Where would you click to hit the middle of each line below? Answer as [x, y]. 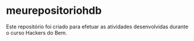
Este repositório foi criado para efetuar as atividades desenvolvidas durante [97, 27]
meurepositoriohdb [54, 11]
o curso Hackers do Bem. [37, 32]
